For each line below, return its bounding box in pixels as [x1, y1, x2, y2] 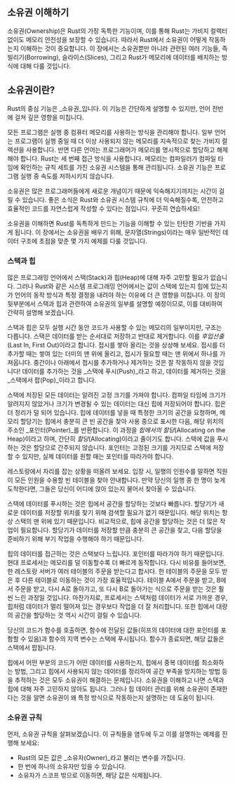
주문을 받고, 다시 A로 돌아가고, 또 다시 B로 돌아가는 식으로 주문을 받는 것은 [14, 585, 217, 593]
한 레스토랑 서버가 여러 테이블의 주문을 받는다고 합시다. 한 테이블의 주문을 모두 [7, 567, 221, 575]
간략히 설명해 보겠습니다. [7, 308, 75, 317]
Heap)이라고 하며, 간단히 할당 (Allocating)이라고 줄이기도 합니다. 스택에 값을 [7, 434, 215, 443]
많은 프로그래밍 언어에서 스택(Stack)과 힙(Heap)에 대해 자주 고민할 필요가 [7, 273, 209, 281]
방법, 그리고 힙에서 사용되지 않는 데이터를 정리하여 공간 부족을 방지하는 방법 [14, 667, 221, 675]
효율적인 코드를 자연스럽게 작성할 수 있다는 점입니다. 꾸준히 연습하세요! [7, 204, 200, 213]
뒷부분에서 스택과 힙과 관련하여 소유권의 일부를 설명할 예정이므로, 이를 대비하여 [7, 299, 223, 307]
